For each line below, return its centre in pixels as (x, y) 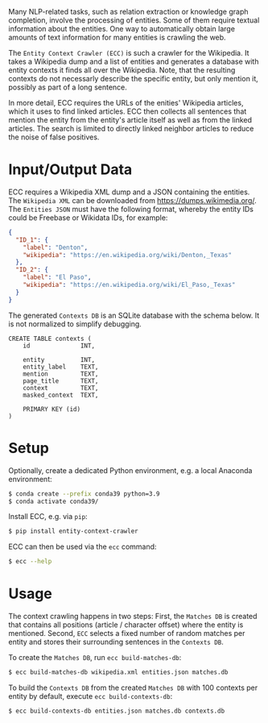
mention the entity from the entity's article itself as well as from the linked (130, 120)
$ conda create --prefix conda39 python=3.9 (84, 494)
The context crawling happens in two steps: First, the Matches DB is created (133, 617)
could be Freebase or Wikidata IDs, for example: (88, 218)
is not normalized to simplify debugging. (75, 324)
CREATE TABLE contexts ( (50, 339)
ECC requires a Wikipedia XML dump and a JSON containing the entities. (129, 192)
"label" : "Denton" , (56, 247)
